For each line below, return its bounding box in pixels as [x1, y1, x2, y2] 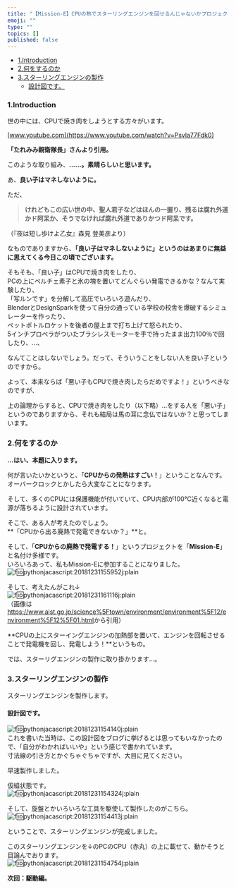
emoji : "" [7, 17, 37, 24]
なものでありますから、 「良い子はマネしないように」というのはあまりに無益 [7, 244, 227, 253]
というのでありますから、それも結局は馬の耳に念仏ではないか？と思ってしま [7, 410, 230, 418]
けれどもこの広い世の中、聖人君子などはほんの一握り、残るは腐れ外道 [24, 205, 229, 214]
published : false [7, 37, 58, 44]
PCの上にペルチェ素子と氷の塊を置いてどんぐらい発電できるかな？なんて [7, 277, 219, 286]
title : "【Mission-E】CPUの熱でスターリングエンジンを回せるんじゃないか [7, 10, 202, 18]
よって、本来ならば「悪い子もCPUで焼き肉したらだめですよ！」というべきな [7, 377, 230, 386]
